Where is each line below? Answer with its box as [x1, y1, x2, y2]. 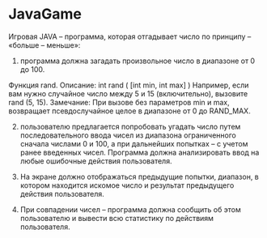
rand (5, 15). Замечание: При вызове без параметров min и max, [8, 97, 231, 107]
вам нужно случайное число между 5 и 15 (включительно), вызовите [8, 88, 248, 98]
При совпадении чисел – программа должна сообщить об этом [19, 204, 241, 215]
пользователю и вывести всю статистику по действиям [19, 213, 214, 223]
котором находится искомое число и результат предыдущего [19, 180, 235, 190]
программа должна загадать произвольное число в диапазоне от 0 [19, 56, 256, 66]
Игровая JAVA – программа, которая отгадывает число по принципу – [8, 32, 252, 41]
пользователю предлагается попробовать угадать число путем [19, 121, 241, 131]
